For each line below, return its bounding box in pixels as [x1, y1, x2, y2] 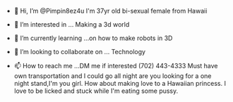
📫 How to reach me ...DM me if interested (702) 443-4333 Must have [13, 62, 218, 70]
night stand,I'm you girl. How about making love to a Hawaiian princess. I [13, 79, 226, 87]
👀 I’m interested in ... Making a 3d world [13, 20, 130, 28]
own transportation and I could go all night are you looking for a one [13, 72, 212, 80]
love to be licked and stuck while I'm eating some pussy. [13, 87, 179, 95]
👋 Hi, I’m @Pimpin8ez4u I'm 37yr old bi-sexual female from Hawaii [13, 7, 208, 15]
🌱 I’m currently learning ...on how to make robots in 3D [13, 34, 173, 42]
